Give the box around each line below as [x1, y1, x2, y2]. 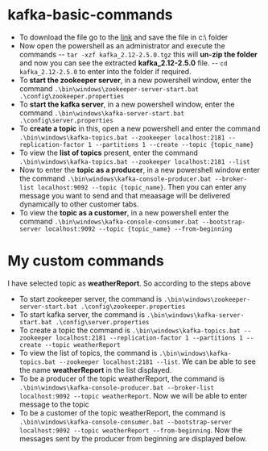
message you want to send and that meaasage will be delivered [19, 190, 231, 200]
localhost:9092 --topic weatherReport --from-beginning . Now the [19, 425, 243, 435]
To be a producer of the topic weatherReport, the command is [19, 374, 225, 383]
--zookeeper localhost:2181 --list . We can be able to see [59, 357, 257, 366]
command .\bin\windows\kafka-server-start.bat [19, 107, 185, 118]
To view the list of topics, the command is [19, 348, 158, 357]
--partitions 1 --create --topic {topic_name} [95, 140, 254, 148]
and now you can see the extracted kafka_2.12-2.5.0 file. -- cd [19, 58, 228, 68]
